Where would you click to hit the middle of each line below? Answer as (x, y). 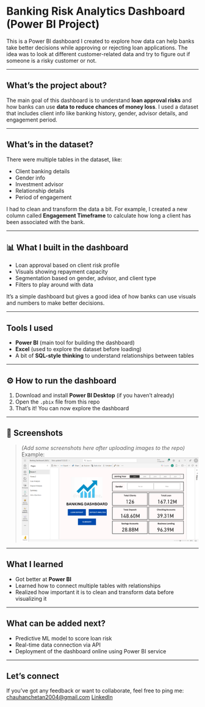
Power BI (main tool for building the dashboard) (75, 343)
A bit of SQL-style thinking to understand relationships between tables (104, 356)
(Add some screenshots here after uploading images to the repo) (103, 448)
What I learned (35, 564)
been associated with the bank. (46, 222)
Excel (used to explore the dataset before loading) (78, 349)
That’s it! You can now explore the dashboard (72, 408)
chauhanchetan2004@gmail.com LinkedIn (59, 697)
